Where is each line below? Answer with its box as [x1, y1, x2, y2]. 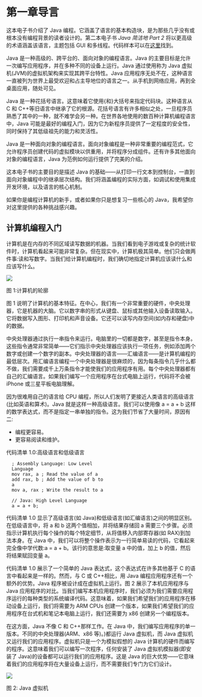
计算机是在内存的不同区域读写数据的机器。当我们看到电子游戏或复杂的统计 [6, 240, 191, 247]
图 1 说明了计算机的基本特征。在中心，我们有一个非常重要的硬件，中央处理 [6, 299, 191, 307]
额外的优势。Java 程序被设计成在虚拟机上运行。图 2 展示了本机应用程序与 [6, 580, 189, 587]
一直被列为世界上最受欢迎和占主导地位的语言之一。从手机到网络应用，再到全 [6, 77, 196, 84]
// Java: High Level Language [11, 498, 87, 504]
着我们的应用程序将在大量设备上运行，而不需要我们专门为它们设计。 [6, 660, 175, 667]
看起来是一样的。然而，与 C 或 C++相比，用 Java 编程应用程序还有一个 [16, 572, 193, 579]
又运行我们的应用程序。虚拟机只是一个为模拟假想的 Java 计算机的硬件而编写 [6, 637, 195, 645]
